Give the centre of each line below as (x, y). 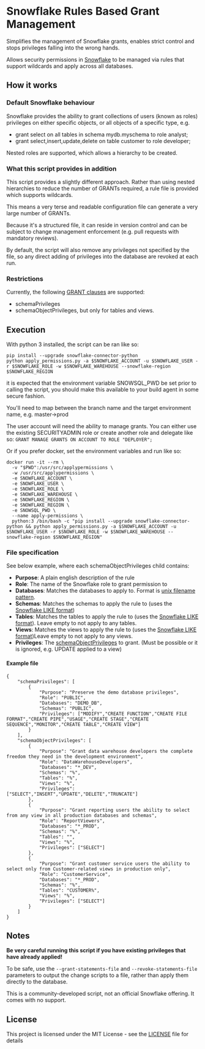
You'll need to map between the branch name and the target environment (99, 408)
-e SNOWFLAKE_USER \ (38, 484)
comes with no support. (36, 1000)
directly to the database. (37, 982)
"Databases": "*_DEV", (68, 767)
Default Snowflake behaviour (50, 103)
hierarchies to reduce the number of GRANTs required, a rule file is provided (102, 188)
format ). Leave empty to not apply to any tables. (76, 623)
